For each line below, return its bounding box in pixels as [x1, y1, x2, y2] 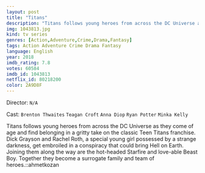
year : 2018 [6, 54, 34, 60]
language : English [6, 49, 53, 55]
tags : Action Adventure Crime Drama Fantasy [6, 43, 121, 49]
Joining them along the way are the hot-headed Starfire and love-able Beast [6, 148, 198, 155]
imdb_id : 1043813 [6, 71, 51, 77]
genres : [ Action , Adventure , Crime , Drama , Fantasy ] [6, 37, 132, 43]
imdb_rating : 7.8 [6, 59, 51, 66]
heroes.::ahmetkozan [6, 161, 60, 168]
